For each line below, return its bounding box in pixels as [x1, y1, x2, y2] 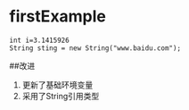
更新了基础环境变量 [21, 79, 94, 90]
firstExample [9, 6, 107, 27]
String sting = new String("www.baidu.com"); [9, 43, 181, 53]
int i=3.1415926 [9, 36, 70, 45]
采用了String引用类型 [21, 90, 100, 101]
